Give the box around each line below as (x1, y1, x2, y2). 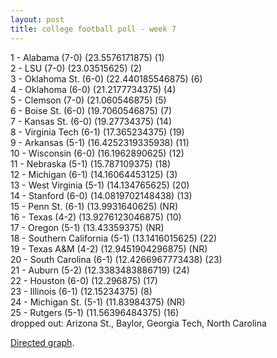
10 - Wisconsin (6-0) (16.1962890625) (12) (10, 147, 185, 159)
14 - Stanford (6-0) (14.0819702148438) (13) (10, 189, 193, 201)
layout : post (10, 14, 65, 25)
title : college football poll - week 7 (10, 24, 177, 34)
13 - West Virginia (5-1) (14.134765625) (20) (10, 179, 190, 191)
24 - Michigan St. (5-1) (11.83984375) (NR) (10, 296, 186, 308)
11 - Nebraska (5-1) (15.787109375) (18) (10, 157, 172, 170)
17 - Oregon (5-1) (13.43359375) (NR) (10, 221, 165, 233)
